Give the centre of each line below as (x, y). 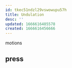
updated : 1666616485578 (30, 24)
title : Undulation (25, 15)
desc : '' (14, 19)
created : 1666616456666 (30, 29)
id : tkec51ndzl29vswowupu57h (36, 10)
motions (14, 43)
